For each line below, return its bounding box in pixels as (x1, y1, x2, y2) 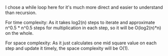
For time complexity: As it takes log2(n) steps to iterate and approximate (5, 20, 155, 25)
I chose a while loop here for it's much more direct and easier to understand (5, 5, 163, 10)
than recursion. (5, 10, 37, 16)
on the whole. (5, 30, 34, 36)
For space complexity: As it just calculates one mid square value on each (5, 40, 157, 46)
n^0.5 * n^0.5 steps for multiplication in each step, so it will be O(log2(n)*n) (5, 25, 161, 31)
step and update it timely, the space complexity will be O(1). (5, 45, 130, 51)
